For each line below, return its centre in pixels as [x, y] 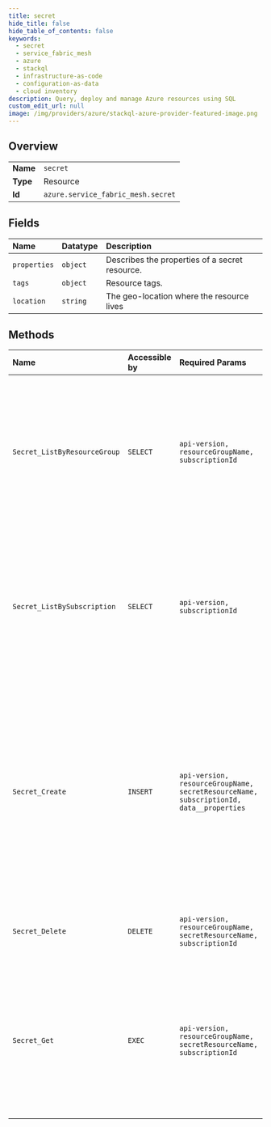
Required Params [213, 362]
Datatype [80, 246]
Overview [33, 146]
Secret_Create [40, 792]
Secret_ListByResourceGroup [66, 452]
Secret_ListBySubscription [64, 607]
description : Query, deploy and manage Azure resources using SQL [122, 99]
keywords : [25, 38]
